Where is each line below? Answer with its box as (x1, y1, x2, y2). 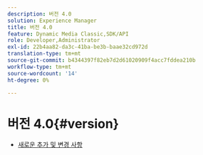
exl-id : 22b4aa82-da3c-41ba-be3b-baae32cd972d (7, 43, 148, 50)
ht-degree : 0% (7, 76, 50, 84)
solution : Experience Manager (7, 17, 98, 24)
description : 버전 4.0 (7, 10, 72, 18)
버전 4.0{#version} (7, 115, 120, 132)
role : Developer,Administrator (7, 37, 100, 44)
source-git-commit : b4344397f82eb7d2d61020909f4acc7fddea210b (7, 57, 196, 64)
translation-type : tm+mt (7, 50, 81, 58)
